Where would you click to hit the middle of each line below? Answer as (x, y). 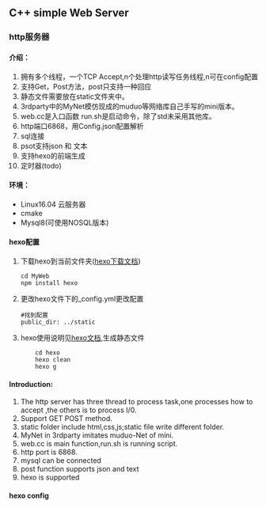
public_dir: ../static (58, 322)
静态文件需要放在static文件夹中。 (74, 96)
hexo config (29, 495)
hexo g (46, 366)
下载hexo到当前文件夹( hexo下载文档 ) (80, 261)
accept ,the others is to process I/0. (78, 410)
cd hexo (47, 353)
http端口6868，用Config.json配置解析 (82, 126)
